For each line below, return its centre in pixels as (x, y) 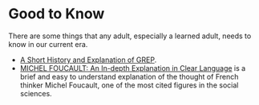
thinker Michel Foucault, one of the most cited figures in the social (129, 85)
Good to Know (57, 14)
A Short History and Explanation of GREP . (88, 60)
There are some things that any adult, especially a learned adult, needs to (130, 36)
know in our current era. (48, 44)
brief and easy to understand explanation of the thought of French (129, 76)
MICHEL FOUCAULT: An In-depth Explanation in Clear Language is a (133, 68)
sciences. (36, 93)
